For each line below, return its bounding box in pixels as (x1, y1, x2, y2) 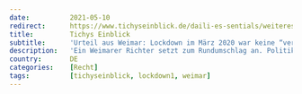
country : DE (9, 55, 78, 64)
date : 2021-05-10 (9, 13, 111, 22)
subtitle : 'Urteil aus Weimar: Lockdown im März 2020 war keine (9, 38, 276, 47)
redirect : (9, 21, 47, 30)
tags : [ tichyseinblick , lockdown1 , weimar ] (9, 72, 211, 81)
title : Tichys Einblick (9, 30, 130, 38)
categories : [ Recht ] (9, 64, 99, 73)
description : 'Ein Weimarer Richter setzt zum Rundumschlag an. (9, 47, 263, 56)
